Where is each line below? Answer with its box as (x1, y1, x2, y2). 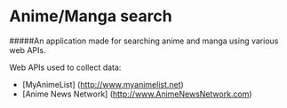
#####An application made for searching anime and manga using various (9, 35, 279, 46)
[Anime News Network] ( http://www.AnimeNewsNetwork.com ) (21, 89, 252, 99)
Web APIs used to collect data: (9, 62, 122, 73)
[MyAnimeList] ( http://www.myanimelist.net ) (21, 79, 184, 89)
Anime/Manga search (9, 6, 172, 27)
